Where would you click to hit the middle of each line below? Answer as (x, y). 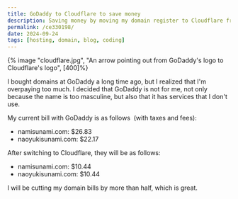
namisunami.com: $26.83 (55, 132)
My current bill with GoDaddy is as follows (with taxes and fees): (102, 118)
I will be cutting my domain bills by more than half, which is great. (103, 188)
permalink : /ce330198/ (41, 27)
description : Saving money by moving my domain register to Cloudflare (115, 21)
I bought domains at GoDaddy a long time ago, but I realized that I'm (107, 81)
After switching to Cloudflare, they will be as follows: (84, 153)
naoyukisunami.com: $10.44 (59, 174)
